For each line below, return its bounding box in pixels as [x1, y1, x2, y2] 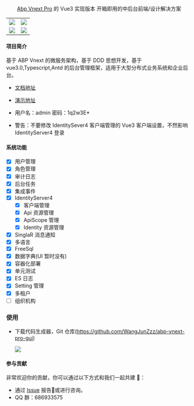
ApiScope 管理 [23, 216, 60, 223]
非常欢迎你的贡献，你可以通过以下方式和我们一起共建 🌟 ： [6, 374, 146, 381]
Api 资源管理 [23, 209, 54, 216]
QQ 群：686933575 [14, 394, 63, 401]
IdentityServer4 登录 [14, 129, 65, 136]
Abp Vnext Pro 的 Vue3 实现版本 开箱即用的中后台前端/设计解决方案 [17, 5, 182, 12]
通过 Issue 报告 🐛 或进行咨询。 [14, 387, 86, 394]
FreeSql [14, 245, 34, 253]
